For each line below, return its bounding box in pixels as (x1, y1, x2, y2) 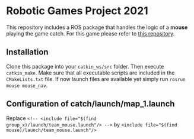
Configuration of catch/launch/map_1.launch (6, 99, 175, 109)
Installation (6, 47, 49, 57)
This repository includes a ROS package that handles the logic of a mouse (6, 24, 188, 31)
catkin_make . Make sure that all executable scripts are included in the (6, 69, 175, 76)
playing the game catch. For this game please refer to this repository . (6, 30, 175, 37)
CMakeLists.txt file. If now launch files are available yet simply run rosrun (6, 75, 186, 82)
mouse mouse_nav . (6, 82, 48, 89)
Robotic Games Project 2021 (6, 4, 148, 18)
